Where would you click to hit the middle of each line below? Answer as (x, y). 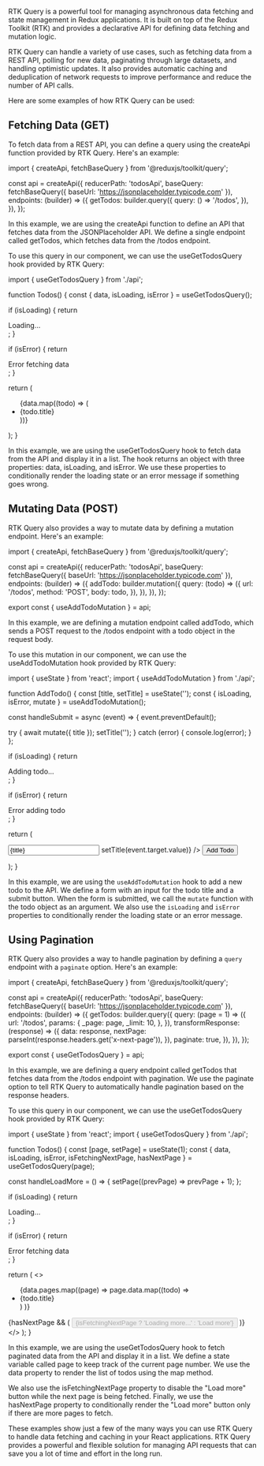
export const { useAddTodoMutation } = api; (80, 607)
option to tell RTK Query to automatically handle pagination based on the (126, 1087)
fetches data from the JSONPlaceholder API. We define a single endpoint (127, 232)
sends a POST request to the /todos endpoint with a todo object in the (122, 631)
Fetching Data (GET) (59, 125)
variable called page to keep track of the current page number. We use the (129, 1364)
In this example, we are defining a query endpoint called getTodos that (123, 1070)
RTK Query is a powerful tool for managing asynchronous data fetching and (131, 11)
